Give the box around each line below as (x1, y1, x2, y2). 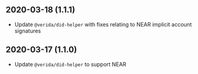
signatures (14, 27, 41, 34)
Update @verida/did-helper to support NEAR (14, 60, 127, 68)
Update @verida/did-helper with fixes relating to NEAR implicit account (14, 20, 192, 28)
